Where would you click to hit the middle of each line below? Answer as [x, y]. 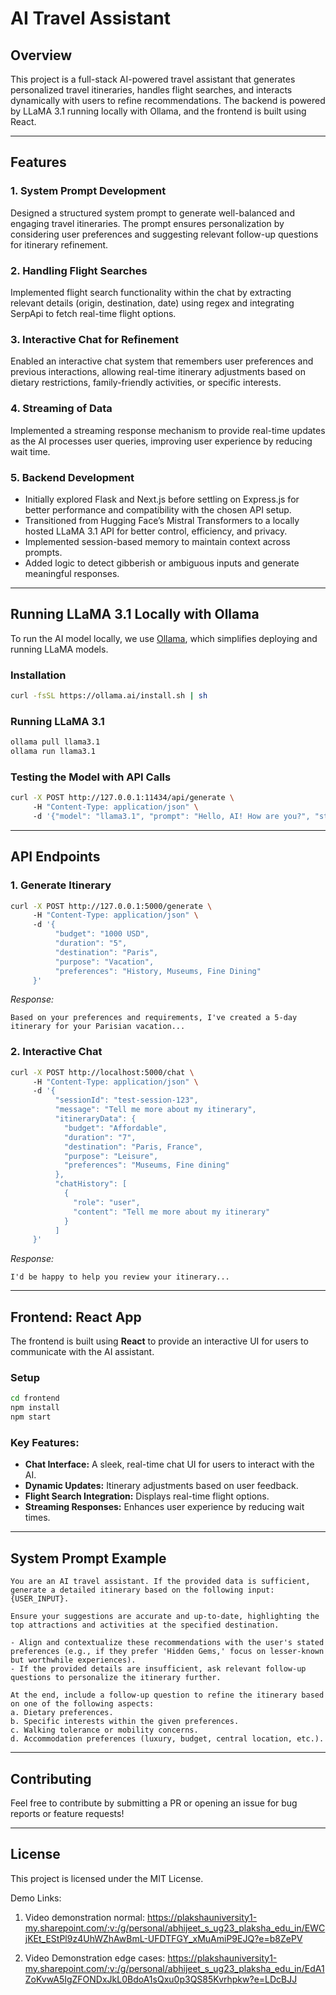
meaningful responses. [72, 573]
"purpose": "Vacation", [104, 962]
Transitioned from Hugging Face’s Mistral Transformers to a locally [162, 520]
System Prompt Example [88, 1558]
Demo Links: [36, 1898]
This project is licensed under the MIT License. [107, 1878]
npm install [35, 1408]
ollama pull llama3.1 [55, 742]
